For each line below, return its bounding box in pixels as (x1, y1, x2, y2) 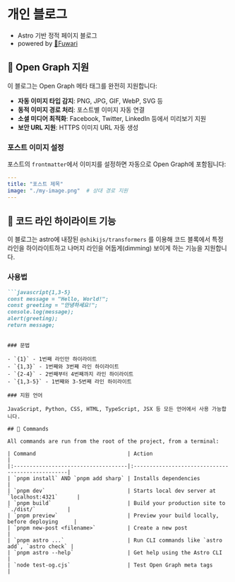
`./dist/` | (7, 506, 71, 513)
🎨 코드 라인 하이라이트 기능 (7, 215, 116, 227)
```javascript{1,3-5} (7, 289, 71, 296)
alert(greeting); (7, 315, 59, 322)
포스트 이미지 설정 (7, 142, 65, 152)
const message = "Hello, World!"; (7, 295, 109, 303)
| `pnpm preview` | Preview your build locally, (7, 512, 219, 519)
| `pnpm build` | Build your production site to (7, 499, 226, 506)
